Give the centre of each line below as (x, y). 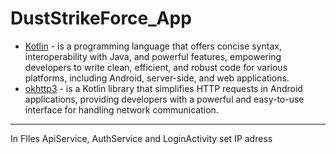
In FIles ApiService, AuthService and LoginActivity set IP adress (141, 138)
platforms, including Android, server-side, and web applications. (157, 78)
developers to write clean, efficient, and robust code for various (156, 67)
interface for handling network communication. (121, 109)
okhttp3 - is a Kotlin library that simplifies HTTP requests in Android (163, 88)
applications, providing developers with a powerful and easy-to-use (164, 99)
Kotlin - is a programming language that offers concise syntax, (153, 46)
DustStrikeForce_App (101, 18)
